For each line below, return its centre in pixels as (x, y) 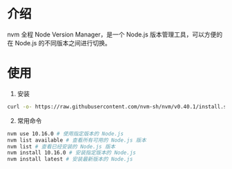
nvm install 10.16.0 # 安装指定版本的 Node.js (72, 153)
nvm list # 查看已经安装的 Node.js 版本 (61, 146)
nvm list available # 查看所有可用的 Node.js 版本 (77, 140)
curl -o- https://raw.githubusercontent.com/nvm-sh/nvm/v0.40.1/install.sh (118, 106)
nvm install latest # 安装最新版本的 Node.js (70, 159)
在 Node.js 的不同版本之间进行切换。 (59, 43)
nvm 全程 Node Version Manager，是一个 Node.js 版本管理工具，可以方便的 (115, 34)
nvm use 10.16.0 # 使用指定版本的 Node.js (66, 134)
